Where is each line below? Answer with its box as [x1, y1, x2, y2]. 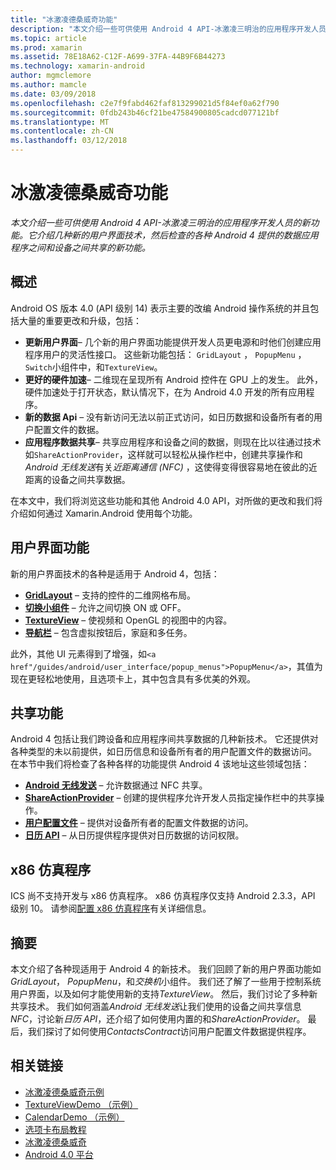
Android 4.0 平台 [24, 1148, 94, 1160]
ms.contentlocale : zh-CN [10, 126, 114, 136]
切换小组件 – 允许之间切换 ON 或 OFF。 [24, 601, 187, 613]
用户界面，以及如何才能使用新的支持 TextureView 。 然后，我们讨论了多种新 [10, 988, 318, 1000]
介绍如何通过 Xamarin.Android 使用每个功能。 [10, 507, 198, 519]
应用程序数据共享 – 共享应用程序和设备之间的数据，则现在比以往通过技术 [24, 436, 322, 448]
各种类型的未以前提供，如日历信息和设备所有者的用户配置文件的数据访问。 [10, 746, 317, 758]
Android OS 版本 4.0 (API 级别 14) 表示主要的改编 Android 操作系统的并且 [10, 302, 311, 314]
